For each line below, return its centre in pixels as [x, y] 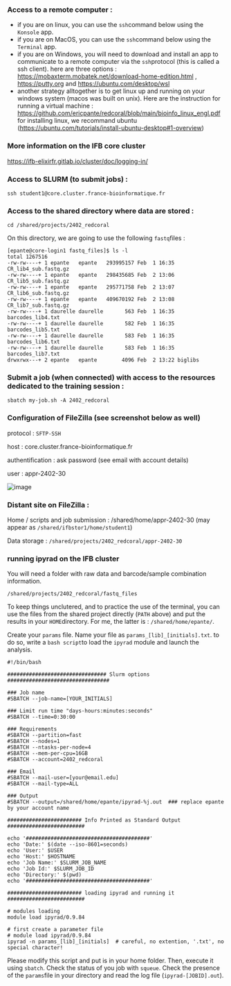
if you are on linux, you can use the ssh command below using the [110, 25]
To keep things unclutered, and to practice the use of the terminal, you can [113, 607]
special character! [35, 948]
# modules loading [34, 911]
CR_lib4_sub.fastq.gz [38, 269]
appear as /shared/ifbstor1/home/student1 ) [70, 527]
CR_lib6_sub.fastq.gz [38, 294]
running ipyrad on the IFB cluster [63, 559]
